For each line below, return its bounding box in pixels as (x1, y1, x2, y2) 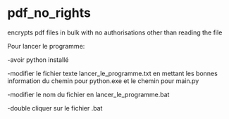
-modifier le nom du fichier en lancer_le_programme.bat (7, 90, 170, 99)
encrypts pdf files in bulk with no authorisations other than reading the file (7, 28, 223, 37)
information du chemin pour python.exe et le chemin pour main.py (7, 76, 199, 85)
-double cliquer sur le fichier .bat (7, 104, 103, 112)
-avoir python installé (7, 55, 69, 64)
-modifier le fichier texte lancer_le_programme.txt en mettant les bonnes (7, 69, 218, 77)
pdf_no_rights (7, 5, 92, 21)
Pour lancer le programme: (7, 42, 85, 50)
